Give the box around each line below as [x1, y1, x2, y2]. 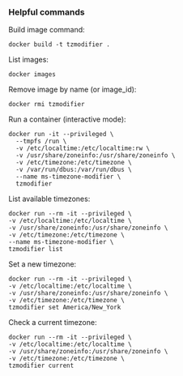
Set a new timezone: [8, 259, 77, 269]
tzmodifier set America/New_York [8, 303, 121, 312]
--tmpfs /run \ [15, 137, 67, 146]
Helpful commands [8, 6, 85, 18]
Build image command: [8, 25, 85, 35]
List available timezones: [8, 194, 91, 204]
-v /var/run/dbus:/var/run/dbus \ [15, 165, 132, 174]
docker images [8, 70, 57, 79]
